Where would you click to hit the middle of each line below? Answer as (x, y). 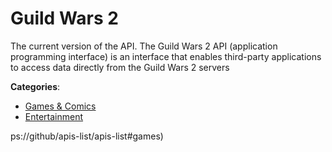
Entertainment (54, 116)
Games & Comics (60, 106)
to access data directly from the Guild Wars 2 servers (120, 67)
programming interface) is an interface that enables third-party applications (166, 56)
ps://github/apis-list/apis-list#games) (87, 136)
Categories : (35, 86)
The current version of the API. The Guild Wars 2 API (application (144, 46)
